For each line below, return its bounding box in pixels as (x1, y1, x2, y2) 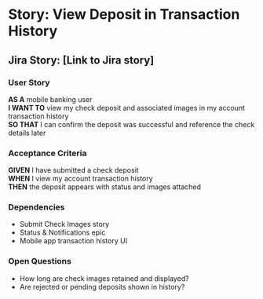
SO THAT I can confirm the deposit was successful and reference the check (8, 119, 255, 129)
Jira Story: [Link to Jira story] (8, 53, 155, 67)
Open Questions (8, 256, 72, 267)
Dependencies (8, 202, 65, 213)
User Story (8, 77, 50, 88)
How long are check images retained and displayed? (19, 273, 190, 283)
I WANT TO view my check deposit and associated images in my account (8, 103, 246, 112)
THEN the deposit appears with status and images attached (8, 182, 202, 191)
